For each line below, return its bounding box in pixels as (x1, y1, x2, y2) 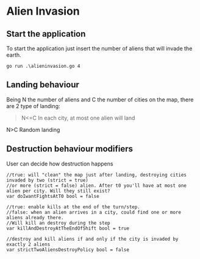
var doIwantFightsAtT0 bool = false (6, 193, 99, 199)
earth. (6, 51, 21, 59)
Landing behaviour (6, 79, 79, 90)
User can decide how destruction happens (6, 160, 113, 167)
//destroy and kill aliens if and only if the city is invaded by (6, 236, 179, 242)
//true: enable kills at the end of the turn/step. (6, 203, 140, 210)
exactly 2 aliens (6, 241, 51, 247)
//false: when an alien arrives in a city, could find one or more (6, 209, 182, 215)
